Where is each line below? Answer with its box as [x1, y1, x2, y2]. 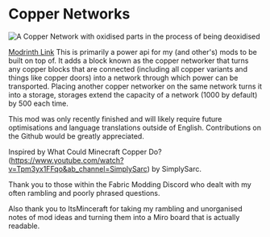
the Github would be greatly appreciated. [8, 131, 145, 141]
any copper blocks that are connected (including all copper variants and [8, 64, 248, 73]
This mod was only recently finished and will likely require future [8, 114, 222, 123]
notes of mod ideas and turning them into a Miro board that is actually [8, 212, 240, 222]
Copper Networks [8, 5, 131, 23]
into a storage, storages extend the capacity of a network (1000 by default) [8, 89, 258, 99]
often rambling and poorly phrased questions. [8, 188, 160, 197]
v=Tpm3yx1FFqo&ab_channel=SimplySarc [8, 164, 147, 173]
